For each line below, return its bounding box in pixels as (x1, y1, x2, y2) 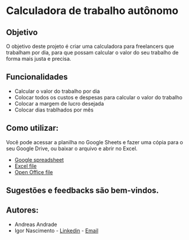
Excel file (14, 162, 37, 169)
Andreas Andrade (14, 221, 57, 228)
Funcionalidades (6, 72, 68, 82)
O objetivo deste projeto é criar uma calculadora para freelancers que (6, 43, 174, 50)
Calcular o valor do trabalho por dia (14, 88, 101, 95)
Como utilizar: (6, 123, 59, 133)
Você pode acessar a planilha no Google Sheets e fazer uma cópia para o (6, 138, 183, 145)
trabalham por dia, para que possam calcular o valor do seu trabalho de (6, 49, 179, 56)
